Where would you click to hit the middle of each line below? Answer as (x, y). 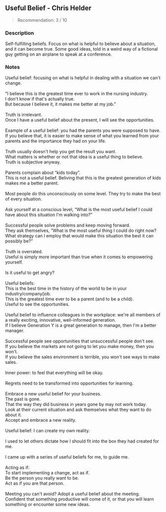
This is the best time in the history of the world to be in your (66, 288)
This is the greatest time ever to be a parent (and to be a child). (69, 299)
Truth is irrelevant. (24, 115)
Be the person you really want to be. (42, 478)
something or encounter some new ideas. (48, 505)
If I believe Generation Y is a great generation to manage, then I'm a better (81, 325)
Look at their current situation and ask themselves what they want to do (78, 410)
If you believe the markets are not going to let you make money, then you (80, 346)
